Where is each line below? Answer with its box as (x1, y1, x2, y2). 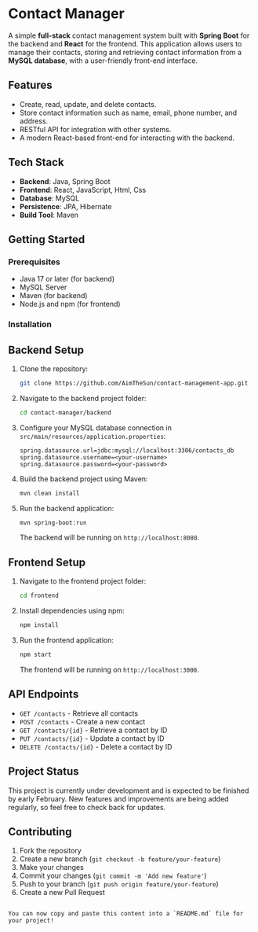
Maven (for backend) (19, 291, 88, 300)
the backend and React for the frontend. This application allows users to (8, 39, 242, 48)
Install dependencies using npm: (19, 606, 125, 616)
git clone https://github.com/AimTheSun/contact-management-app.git (19, 379, 249, 387)
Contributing (8, 825, 72, 838)
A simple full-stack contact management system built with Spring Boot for (8, 31, 250, 40)
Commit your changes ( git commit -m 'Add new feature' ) (19, 871, 207, 881)
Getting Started (8, 233, 85, 246)
